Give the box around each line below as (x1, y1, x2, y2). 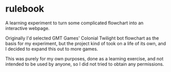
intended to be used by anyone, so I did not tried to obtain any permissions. (5, 61, 164, 67)
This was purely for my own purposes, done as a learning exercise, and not (5, 55, 164, 61)
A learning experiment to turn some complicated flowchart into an (5, 20, 144, 26)
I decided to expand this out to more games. (5, 46, 99, 52)
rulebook (5, 3, 44, 15)
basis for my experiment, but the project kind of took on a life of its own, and (5, 40, 166, 46)
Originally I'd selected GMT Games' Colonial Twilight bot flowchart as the (5, 35, 159, 41)
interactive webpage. (5, 25, 50, 31)
